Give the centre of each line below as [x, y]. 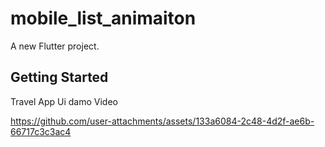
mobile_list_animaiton [103, 18]
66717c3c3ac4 [41, 131]
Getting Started [59, 77]
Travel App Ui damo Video [64, 101]
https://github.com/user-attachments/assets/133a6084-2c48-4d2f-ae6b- [162, 121]
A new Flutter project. [55, 46]
